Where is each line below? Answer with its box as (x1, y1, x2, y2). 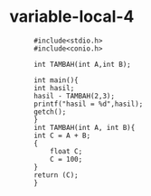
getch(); (33, 107, 67, 117)
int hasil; (33, 83, 75, 92)
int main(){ (33, 75, 79, 85)
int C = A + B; (33, 131, 91, 140)
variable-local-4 (9, 6, 135, 27)
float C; (49, 146, 83, 155)
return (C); (33, 170, 79, 180)
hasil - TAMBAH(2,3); (33, 91, 116, 100)
